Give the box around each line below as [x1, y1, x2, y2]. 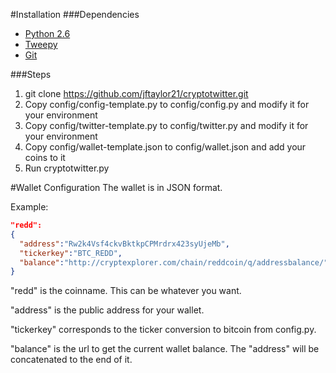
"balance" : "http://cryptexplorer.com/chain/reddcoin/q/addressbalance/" [19, 257, 329, 268]
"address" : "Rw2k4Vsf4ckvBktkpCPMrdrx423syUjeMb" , [19, 239, 230, 249]
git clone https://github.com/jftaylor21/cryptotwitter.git [24, 88, 249, 99]
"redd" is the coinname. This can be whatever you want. [10, 285, 242, 297]
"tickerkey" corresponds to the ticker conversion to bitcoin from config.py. [10, 324, 317, 336]
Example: [10, 201, 49, 213]
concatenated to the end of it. [10, 354, 133, 366]
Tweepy [24, 39, 58, 50]
